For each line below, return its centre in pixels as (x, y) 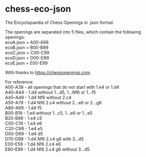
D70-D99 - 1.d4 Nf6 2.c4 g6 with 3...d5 (45, 139)
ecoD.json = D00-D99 (27, 58)
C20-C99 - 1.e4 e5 (24, 128)
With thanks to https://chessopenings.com (48, 72)
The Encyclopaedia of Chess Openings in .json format (59, 22)
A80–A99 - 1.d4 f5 (24, 108)
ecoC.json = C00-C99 (27, 53)
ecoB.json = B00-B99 (27, 47)
